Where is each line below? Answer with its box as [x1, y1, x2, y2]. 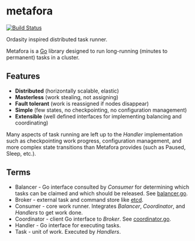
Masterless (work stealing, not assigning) [14, 93, 119, 100]
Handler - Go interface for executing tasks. [14, 221, 121, 229]
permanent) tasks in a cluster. [6, 53, 80, 61]
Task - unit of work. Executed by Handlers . [14, 228, 121, 235]
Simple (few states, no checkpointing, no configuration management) [14, 106, 187, 114]
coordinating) [14, 119, 49, 126]
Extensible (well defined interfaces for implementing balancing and [14, 112, 182, 120]
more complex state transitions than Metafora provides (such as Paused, [6, 143, 186, 151]
